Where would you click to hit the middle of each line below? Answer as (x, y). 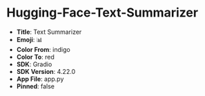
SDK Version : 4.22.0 (46, 71)
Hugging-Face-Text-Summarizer (102, 13)
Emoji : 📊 (29, 39)
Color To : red (35, 57)
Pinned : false (36, 86)
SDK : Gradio (34, 64)
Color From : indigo (43, 49)
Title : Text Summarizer (49, 32)
